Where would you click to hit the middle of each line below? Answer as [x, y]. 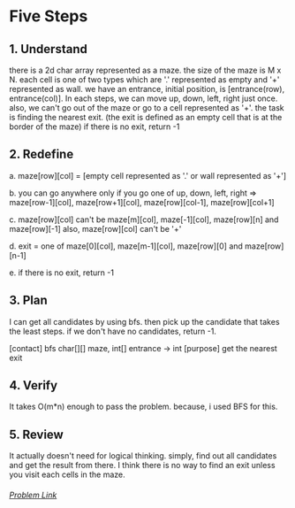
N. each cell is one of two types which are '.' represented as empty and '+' [144, 80]
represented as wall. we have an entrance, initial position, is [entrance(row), [147, 89]
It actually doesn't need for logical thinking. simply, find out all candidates [143, 456]
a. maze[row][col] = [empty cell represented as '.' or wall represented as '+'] [148, 175]
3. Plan [29, 300]
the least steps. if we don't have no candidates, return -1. [113, 331]
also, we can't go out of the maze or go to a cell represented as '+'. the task [147, 108]
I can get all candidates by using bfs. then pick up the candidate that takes [144, 321]
